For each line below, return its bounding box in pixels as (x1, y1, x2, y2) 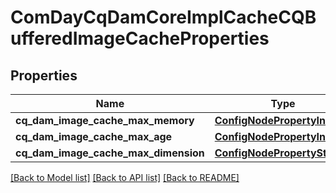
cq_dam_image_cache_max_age (15, 130, 173, 143)
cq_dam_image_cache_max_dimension (15, 146, 205, 160)
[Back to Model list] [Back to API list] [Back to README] (10, 172, 240, 183)
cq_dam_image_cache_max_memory (15, 114, 195, 127)
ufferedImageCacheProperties (10, 27, 270, 50)
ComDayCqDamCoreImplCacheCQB (10, 6, 317, 29)
